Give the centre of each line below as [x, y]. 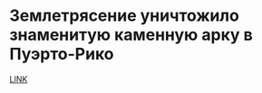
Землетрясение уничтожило [125, 16]
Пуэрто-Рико [62, 54]
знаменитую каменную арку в [131, 35]
